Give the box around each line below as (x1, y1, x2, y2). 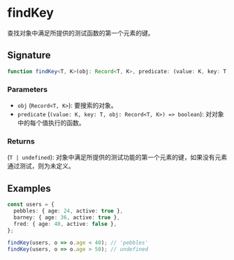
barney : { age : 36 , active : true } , (13, 214, 120, 221)
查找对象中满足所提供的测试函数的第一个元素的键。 (7, 29, 154, 37)
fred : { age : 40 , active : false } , (13, 220, 117, 227)
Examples (7, 183, 51, 194)
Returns (7, 136, 35, 146)
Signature (7, 49, 51, 61)
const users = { (7, 201, 54, 208)
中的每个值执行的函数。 (17, 118, 85, 127)
